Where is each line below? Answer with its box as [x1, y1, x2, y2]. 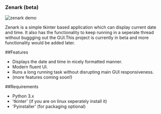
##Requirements [5, 84, 39, 90]
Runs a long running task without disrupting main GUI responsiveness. [12, 69, 154, 75]
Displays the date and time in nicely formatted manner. [12, 59, 122, 65]
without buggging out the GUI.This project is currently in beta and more [5, 35, 149, 40]
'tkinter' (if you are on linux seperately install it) [12, 98, 107, 104]
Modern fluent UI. [12, 64, 48, 70]
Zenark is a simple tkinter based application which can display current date [5, 24, 157, 30]
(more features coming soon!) [12, 75, 72, 80]
